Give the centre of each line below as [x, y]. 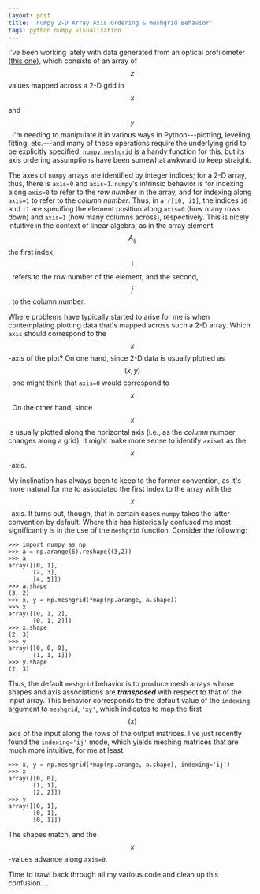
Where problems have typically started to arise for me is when [109, 317]
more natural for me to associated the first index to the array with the [120, 489]
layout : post [30, 15]
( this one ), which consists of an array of [73, 61]
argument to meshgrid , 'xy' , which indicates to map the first [105, 709]
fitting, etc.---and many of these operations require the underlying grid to [127, 144]
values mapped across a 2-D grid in [66, 86]
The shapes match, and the [52, 835]
